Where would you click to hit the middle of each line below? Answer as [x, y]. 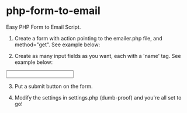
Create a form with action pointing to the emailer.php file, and [88, 38]
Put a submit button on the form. [53, 86]
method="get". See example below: [57, 44]
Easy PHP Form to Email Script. [44, 27]
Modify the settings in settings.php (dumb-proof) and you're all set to [98, 97]
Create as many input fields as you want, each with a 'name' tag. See [98, 56]
